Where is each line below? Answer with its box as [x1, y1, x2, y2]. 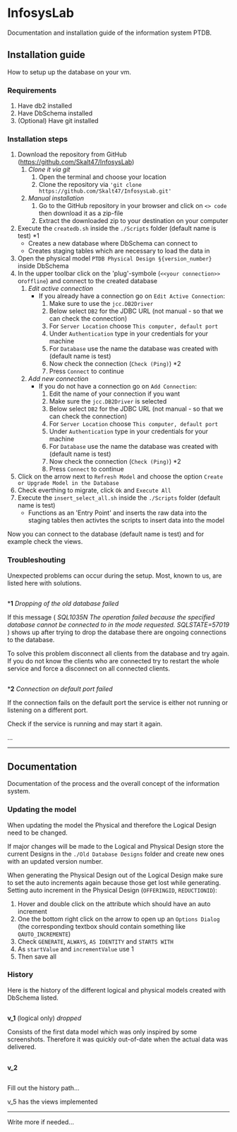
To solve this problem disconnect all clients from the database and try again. [7, 649, 229, 658]
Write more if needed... [7, 1118, 74, 1126]
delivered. [7, 1043, 37, 1051]
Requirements [7, 85, 57, 95]
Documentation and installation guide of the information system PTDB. [7, 28, 212, 37]
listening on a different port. [7, 706, 88, 714]
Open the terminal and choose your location [38, 173, 167, 181]
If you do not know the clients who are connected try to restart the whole [7, 657, 220, 665]
